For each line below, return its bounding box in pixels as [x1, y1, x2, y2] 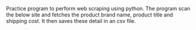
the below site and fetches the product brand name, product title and [6, 11, 174, 18]
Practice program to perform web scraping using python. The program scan [6, 5, 190, 12]
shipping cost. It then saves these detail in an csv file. [6, 18, 137, 24]
